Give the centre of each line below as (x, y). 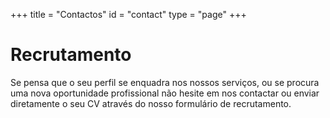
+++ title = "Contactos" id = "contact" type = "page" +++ (128, 14)
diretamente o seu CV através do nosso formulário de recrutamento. (151, 103)
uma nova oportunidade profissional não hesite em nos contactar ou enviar (165, 93)
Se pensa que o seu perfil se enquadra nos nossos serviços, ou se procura (165, 82)
